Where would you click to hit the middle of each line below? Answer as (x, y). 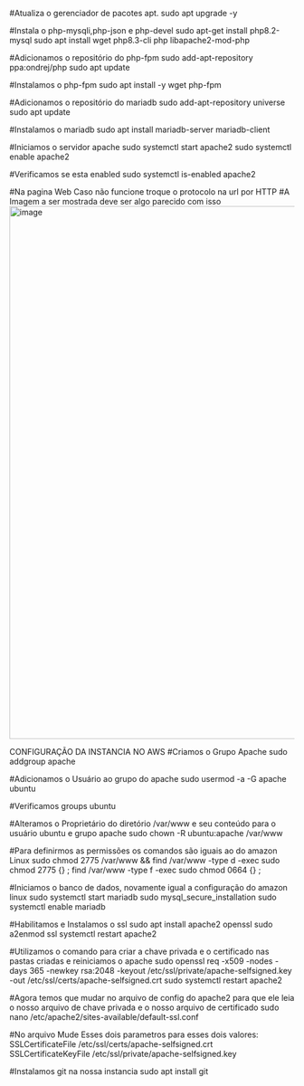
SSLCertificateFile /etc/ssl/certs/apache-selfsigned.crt (111, 1044)
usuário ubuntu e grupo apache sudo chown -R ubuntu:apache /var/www (146, 833)
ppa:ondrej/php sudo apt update (70, 67)
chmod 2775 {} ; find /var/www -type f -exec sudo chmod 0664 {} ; (135, 870)
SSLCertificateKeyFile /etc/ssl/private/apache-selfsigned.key (123, 1054)
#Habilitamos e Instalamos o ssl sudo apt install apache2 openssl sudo (141, 924)
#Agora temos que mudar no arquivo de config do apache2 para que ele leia (152, 998)
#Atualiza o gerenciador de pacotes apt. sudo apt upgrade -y (123, 13)
